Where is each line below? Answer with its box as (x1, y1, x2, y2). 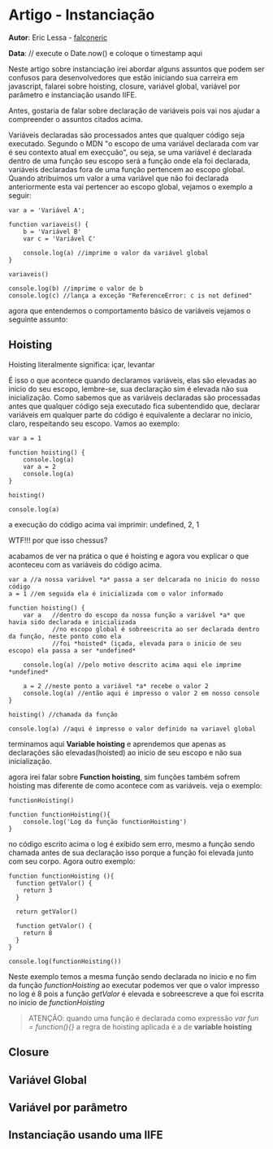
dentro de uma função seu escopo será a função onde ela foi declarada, (8, 156, 250, 166)
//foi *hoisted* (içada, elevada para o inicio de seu (51, 640, 242, 648)
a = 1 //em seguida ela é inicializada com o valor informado (8, 589, 223, 598)
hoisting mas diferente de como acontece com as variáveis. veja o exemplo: (8, 780, 262, 790)
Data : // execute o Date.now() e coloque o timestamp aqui (8, 48, 203, 58)
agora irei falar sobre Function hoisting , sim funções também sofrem (8, 772, 240, 782)
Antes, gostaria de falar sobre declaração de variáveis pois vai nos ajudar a (8, 106, 261, 115)
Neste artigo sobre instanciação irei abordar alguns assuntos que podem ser (8, 63, 265, 74)
